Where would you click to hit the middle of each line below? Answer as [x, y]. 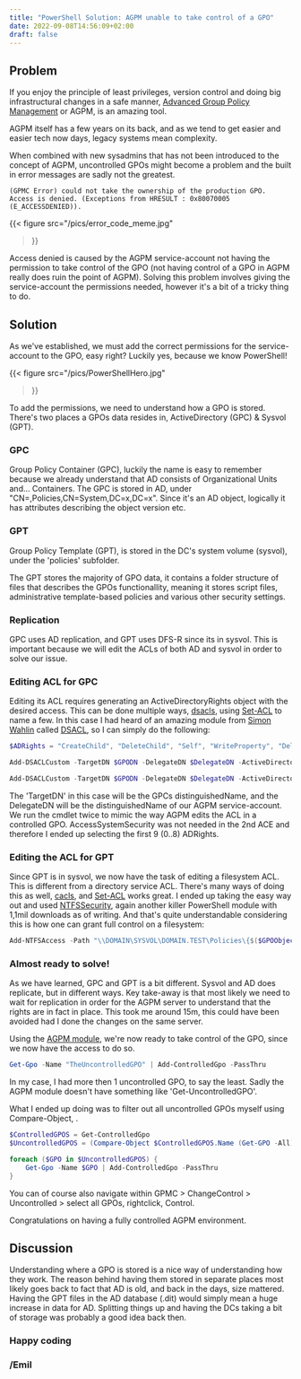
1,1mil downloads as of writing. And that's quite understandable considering [149, 915]
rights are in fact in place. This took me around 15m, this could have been [144, 1012]
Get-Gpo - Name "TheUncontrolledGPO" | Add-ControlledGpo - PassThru [138, 1065]
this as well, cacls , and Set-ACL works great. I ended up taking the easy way [150, 896]
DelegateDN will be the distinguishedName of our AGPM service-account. [146, 805]
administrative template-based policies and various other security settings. [147, 597]
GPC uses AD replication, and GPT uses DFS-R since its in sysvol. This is [144, 639]
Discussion [41, 1248]
